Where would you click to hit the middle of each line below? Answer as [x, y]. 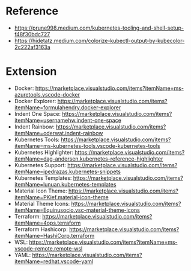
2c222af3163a [32, 47]
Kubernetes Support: [40, 165]
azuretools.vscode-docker [47, 94]
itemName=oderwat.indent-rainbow [59, 133]
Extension [31, 72]
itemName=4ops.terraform [47, 223]
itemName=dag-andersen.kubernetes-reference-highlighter [89, 159]
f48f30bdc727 [32, 34]
